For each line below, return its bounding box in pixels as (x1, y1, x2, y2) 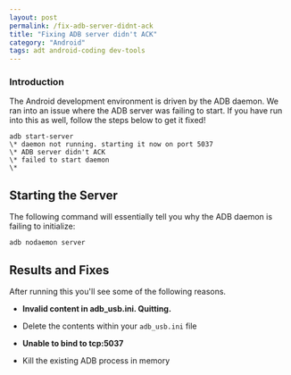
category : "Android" (9, 37, 87, 47)
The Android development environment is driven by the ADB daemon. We (9, 96, 279, 107)
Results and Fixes (9, 262, 110, 278)
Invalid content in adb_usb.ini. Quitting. (21, 304, 172, 314)
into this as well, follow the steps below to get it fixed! (9, 115, 206, 126)
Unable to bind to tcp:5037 (21, 338, 124, 349)
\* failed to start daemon (9, 155, 110, 165)
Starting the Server (9, 187, 119, 203)
